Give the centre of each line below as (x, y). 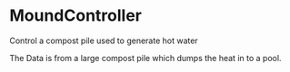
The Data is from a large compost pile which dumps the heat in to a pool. (145, 58)
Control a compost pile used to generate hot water (104, 40)
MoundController (76, 16)
